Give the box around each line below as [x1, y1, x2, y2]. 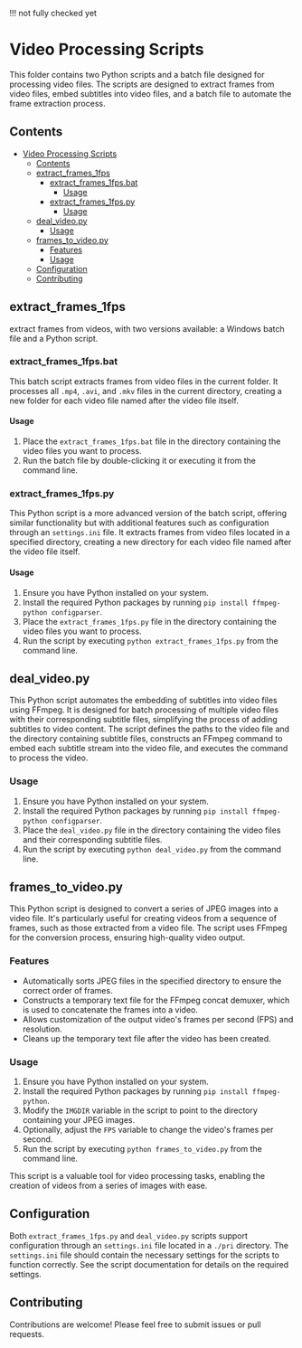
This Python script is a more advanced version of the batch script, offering [9, 508, 288, 519]
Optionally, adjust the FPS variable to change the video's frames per [22, 1125, 274, 1136]
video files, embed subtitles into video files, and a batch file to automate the [9, 88, 292, 99]
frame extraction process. [9, 98, 106, 108]
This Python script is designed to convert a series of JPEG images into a [9, 903, 278, 914]
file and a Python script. [9, 333, 99, 344]
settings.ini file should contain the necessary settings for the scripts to [9, 1249, 280, 1260]
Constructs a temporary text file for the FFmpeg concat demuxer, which [22, 995, 290, 1005]
